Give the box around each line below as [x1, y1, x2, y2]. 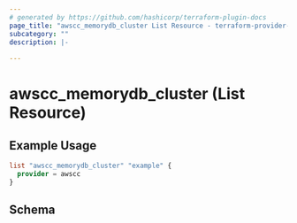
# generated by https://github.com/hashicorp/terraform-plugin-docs [9, 12, 267, 22]
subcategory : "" [9, 29, 69, 38]
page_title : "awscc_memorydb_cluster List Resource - [9, 21, 212, 30]
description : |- [9, 37, 69, 47]
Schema [9, 203, 56, 218]
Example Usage [9, 138, 97, 153]
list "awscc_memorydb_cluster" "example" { [9, 161, 172, 171]
